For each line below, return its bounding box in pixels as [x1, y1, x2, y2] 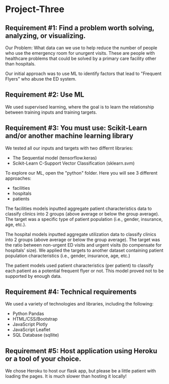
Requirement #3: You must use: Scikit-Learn [5, 124, 147, 132]
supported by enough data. [5, 273, 62, 279]
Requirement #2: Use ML [5, 91, 84, 99]
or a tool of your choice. [5, 354, 81, 363]
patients [12, 195, 30, 202]
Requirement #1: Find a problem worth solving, [5, 24, 154, 32]
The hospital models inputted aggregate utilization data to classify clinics [5, 231, 156, 237]
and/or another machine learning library [5, 132, 134, 140]
